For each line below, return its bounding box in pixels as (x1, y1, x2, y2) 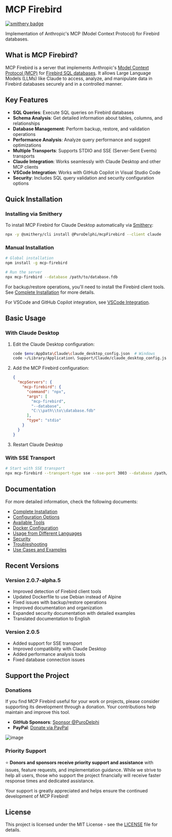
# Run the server (5, 270, 42, 275)
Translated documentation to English (12, 615, 91, 622)
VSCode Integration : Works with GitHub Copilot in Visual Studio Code (12, 169, 161, 175)
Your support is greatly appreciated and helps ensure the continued (5, 787, 148, 793)
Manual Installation (5, 244, 54, 251)
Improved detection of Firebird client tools (12, 588, 101, 594)
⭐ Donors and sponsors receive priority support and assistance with (5, 759, 154, 765)
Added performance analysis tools (12, 651, 86, 657)
